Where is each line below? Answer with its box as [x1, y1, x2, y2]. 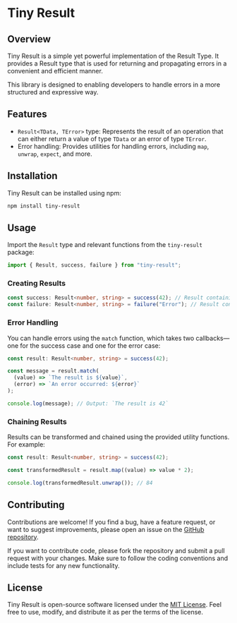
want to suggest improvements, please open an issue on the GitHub [7, 525, 205, 533]
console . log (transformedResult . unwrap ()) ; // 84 [7, 479, 153, 486]
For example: [7, 440, 46, 449]
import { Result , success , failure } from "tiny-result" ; [7, 262, 181, 269]
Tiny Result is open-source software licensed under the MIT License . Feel [7, 600, 222, 609]
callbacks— [195, 334, 230, 342]
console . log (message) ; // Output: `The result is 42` [7, 400, 169, 407]
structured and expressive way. [7, 88, 99, 96]
